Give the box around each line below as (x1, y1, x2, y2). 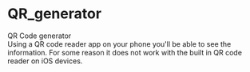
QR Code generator (7, 31, 72, 40)
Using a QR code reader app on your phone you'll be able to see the (7, 39, 232, 48)
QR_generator (7, 5, 101, 23)
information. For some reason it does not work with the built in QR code (7, 47, 243, 57)
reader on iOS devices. (7, 56, 83, 66)
